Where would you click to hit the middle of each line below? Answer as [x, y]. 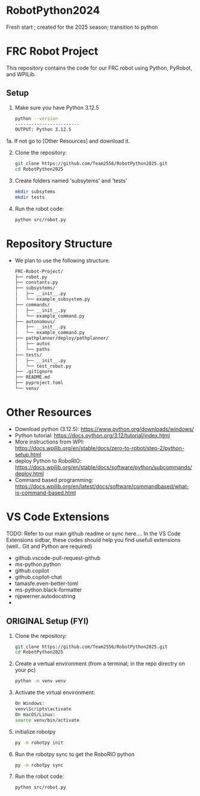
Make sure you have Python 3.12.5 [57, 107]
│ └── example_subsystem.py [53, 299]
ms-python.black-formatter [48, 590]
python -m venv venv [40, 681]
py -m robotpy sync [39, 765]
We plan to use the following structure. [62, 260]
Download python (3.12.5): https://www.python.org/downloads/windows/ [104, 429]
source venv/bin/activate [47, 720]
